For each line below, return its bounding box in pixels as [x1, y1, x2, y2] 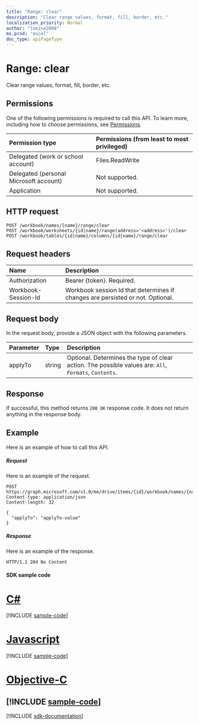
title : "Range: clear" [6, 8, 62, 15]
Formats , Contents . [66, 369, 117, 377]
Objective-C [6, 673, 68, 686]
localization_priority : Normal [6, 20, 84, 26]
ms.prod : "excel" [6, 31, 49, 37]
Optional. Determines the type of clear [66, 354, 174, 362]
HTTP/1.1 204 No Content [6, 559, 68, 565]
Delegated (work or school [9, 152, 84, 160]
